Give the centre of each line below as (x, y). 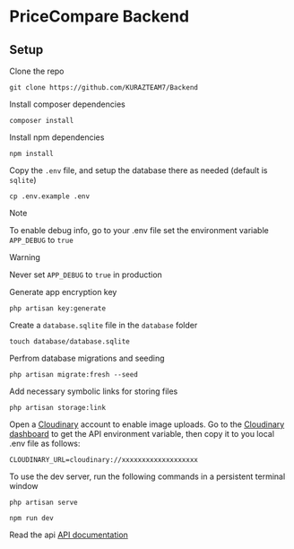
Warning (25, 257)
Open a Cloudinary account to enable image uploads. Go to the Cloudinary (147, 424)
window (24, 486)
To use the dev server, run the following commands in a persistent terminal (147, 476)
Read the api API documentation (69, 535)
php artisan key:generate (57, 309)
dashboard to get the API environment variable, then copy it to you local (142, 434)
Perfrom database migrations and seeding (87, 358)
